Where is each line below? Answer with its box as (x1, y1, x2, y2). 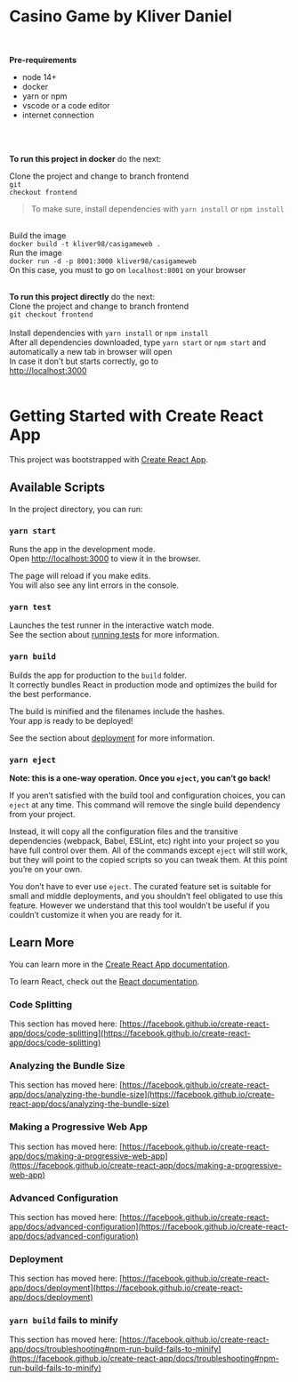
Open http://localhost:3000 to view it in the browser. (9, 553, 201, 564)
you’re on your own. (9, 864, 83, 874)
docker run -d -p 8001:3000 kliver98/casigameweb (9, 256, 197, 266)
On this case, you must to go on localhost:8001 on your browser (9, 264, 246, 275)
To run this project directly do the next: (9, 291, 156, 301)
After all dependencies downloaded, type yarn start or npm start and (9, 336, 267, 348)
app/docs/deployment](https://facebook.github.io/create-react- (9, 1282, 243, 1293)
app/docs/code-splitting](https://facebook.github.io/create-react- (9, 1027, 251, 1038)
